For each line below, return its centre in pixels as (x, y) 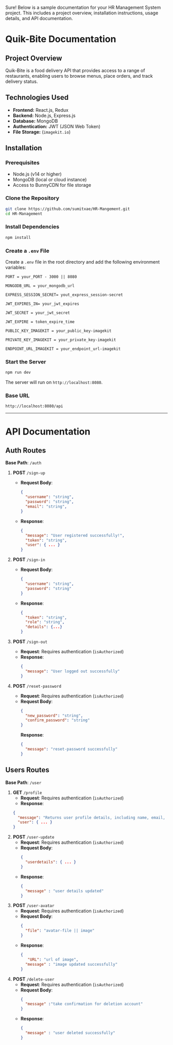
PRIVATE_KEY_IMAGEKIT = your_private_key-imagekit (61, 340)
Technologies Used (37, 98)
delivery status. (22, 81)
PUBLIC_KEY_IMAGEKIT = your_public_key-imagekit (58, 331)
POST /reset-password (37, 686)
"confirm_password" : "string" (57, 720)
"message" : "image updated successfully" (71, 964)
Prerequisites (22, 163)
